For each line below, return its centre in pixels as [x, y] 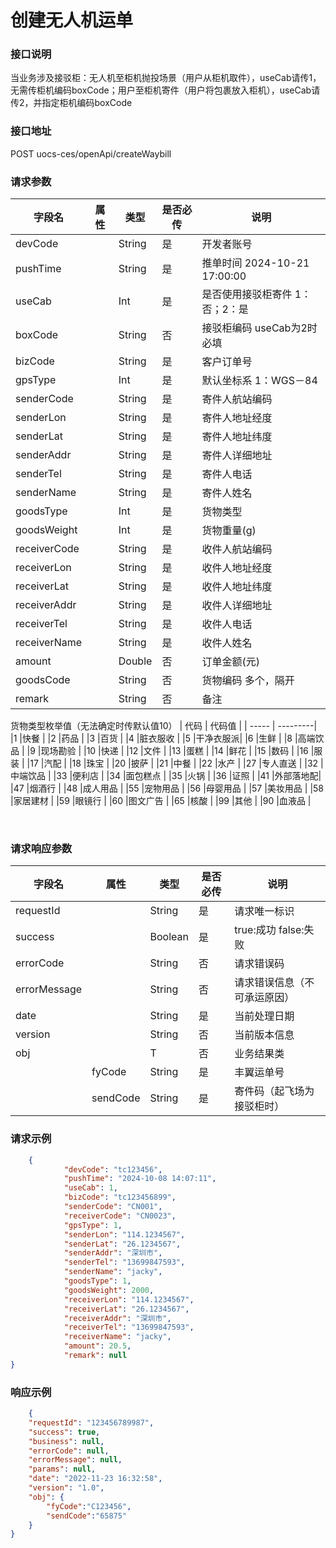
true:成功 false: [269, 930]
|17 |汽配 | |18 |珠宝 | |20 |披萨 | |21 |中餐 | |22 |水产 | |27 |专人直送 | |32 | [175, 763]
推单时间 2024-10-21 [255, 263]
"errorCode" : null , [69, 1451]
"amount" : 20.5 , [97, 1346]
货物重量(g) [229, 531]
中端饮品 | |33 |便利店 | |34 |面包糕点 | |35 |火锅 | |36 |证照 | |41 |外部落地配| [166, 776]
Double [135, 661]
